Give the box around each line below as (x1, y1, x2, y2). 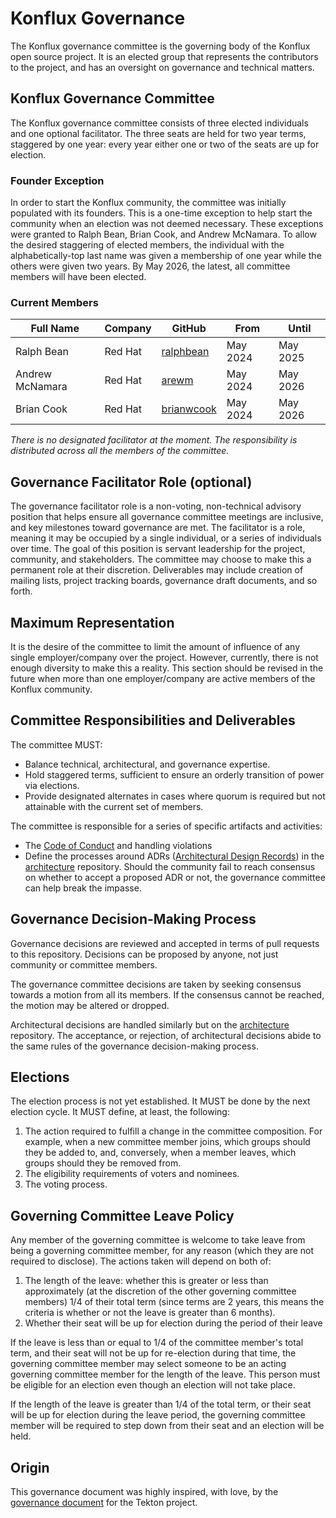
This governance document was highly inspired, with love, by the (10, 1486, 279, 1498)
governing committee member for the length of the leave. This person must (10, 1368, 321, 1381)
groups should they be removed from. (24, 1157, 182, 1169)
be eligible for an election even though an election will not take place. (10, 1379, 296, 1391)
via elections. (24, 779, 80, 791)
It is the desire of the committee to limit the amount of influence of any (10, 640, 301, 652)
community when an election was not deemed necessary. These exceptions (10, 218, 324, 230)
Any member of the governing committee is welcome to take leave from (10, 1234, 306, 1246)
